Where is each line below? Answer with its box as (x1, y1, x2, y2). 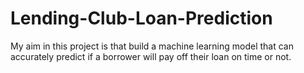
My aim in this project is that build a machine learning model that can (10, 40, 295, 52)
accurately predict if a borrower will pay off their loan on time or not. (10, 50, 292, 62)
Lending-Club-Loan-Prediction (10, 7, 273, 30)
